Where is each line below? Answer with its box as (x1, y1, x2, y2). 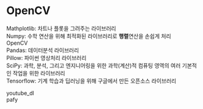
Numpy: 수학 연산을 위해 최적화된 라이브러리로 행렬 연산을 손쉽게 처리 (6, 32, 171, 40)
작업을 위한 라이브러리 (12, 69, 65, 77)
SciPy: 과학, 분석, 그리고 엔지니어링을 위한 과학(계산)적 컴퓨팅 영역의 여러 (6, 62, 181, 69)
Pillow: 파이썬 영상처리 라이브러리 (6, 54, 87, 61)
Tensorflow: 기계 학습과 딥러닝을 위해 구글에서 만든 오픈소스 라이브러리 (6, 77, 177, 85)
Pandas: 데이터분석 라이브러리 (6, 47, 79, 54)
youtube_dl (6, 89, 35, 97)
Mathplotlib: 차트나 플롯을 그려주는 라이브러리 (6, 24, 116, 32)
